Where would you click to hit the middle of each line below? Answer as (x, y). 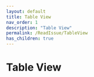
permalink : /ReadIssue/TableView (47, 33)
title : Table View (28, 17)
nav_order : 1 (22, 22)
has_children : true (30, 38)
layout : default (26, 11)
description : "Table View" (39, 28)
